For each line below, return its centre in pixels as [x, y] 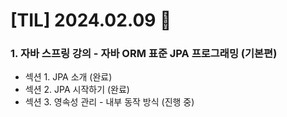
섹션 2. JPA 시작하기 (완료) [77, 90]
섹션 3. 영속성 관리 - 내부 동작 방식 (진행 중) [109, 102]
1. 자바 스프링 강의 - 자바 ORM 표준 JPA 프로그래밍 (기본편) [144, 54]
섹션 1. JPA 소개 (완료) [68, 77]
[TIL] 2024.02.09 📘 [91, 20]
